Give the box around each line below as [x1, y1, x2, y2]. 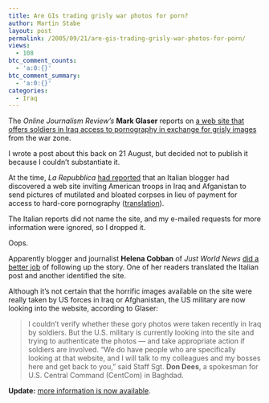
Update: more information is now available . [8, 386, 151, 396]
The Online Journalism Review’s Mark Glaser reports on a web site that [8, 116, 245, 125]
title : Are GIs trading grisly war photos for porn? [8, 11, 189, 20]
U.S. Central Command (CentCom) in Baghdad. [27, 371, 185, 380]
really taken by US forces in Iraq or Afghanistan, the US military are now [8, 295, 247, 305]
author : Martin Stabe [8, 19, 81, 27]
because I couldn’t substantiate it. [8, 158, 120, 167]
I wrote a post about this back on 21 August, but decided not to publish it [8, 149, 249, 158]
